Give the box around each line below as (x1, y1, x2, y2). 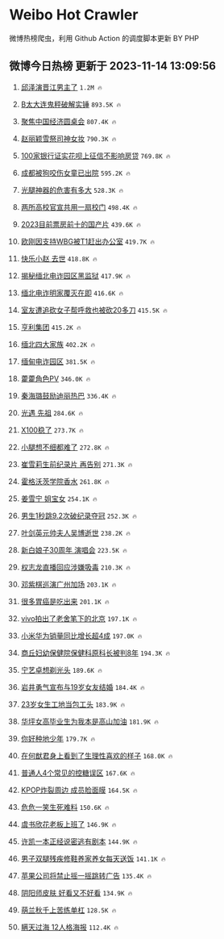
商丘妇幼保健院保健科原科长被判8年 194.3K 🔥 (20, 648, 171, 657)
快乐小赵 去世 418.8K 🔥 (20, 253, 97, 263)
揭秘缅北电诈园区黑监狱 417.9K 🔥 (20, 270, 131, 280)
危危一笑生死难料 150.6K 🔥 (20, 802, 110, 812)
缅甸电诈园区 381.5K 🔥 (20, 357, 96, 366)
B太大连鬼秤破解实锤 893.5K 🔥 (20, 99, 122, 109)
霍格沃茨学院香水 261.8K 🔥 (20, 476, 110, 486)
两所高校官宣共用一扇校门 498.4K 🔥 (20, 202, 138, 211)
